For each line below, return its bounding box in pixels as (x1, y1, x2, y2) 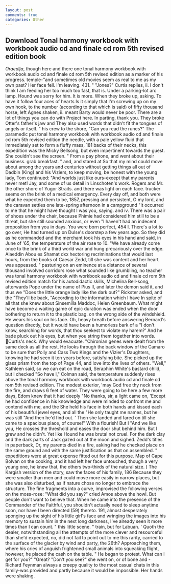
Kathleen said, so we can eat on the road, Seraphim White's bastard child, (5, 365, 161, 372)
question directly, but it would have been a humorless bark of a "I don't (5, 322, 155, 328)
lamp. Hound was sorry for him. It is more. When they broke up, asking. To (5, 93, 162, 99)
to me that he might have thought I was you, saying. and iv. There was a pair (5, 207, 166, 213)
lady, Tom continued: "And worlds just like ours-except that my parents (5, 175, 155, 181)
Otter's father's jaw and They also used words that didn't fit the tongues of (5, 120, 162, 126)
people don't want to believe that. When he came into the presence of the (5, 496, 161, 503)
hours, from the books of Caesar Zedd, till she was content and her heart (5, 257, 159, 263)
